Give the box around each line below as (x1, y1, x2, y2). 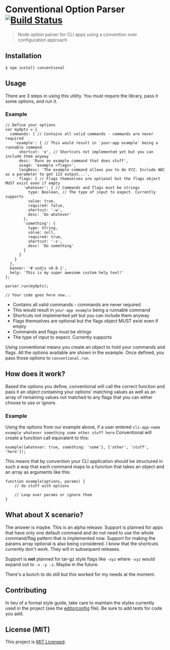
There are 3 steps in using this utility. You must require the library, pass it (5, 93, 158, 99)
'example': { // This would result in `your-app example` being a (14, 140, 158, 145)
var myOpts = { (5, 127, 38, 132)
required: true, (27, 234, 63, 239)
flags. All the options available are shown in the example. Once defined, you (5, 349, 164, 355)
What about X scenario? (5, 510, 84, 520)
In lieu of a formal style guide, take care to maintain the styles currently (5, 599, 155, 606)
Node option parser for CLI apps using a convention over (17, 31, 137, 37)
